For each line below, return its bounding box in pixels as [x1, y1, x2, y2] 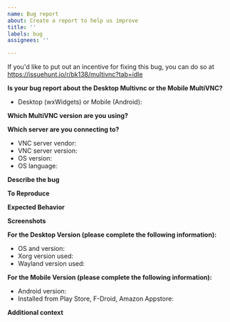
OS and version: [17, 245, 66, 253]
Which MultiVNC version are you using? [7, 112, 128, 120]
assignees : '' [7, 37, 50, 44]
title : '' [7, 23, 37, 31]
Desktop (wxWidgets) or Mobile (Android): [17, 97, 142, 107]
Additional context [7, 308, 64, 317]
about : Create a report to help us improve [7, 17, 139, 24]
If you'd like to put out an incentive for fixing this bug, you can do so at [7, 63, 215, 71]
